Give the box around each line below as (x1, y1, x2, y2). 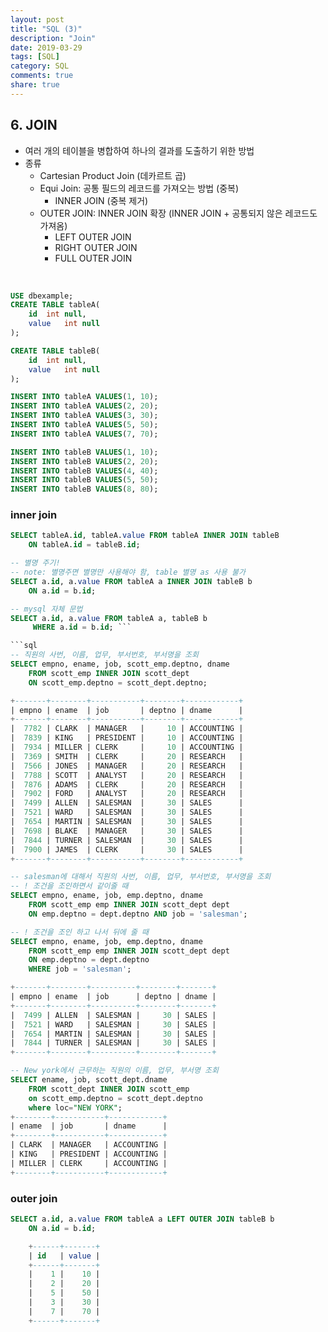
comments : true (10, 71, 74, 81)
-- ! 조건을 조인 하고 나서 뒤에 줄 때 (10, 927, 149, 937)
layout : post (10, 14, 65, 25)
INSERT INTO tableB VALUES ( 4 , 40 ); (10, 466, 159, 476)
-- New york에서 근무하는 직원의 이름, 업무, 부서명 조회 (10, 1066, 219, 1076)
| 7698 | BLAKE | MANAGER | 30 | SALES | (10, 826, 244, 836)
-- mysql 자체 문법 (10, 604, 83, 614)
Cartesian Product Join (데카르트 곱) (39, 169, 187, 181)
